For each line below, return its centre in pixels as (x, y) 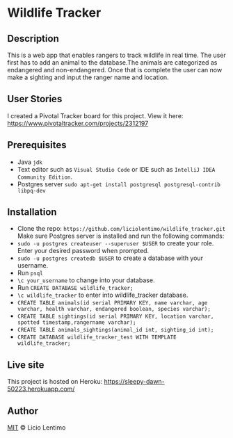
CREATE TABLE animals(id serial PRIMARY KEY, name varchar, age (112, 303)
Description (33, 39)
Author (23, 411)
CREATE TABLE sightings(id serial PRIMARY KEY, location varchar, (115, 317)
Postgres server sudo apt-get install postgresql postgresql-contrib (119, 184)
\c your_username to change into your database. (86, 280)
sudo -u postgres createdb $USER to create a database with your (110, 258)
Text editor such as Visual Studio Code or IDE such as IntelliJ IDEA (116, 169)
